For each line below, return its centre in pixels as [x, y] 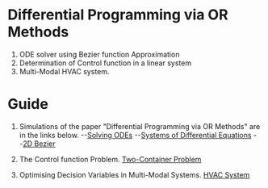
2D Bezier [39, 144]
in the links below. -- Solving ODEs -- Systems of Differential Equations [135, 135]
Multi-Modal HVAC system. [64, 71]
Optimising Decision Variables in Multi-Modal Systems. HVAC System [134, 174]
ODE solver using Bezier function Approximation [99, 54]
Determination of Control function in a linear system [105, 63]
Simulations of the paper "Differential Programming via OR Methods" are [140, 126]
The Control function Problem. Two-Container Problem [110, 159]
